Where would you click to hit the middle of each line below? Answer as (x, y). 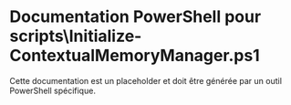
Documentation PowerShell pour (135, 17)
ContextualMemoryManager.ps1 (135, 56)
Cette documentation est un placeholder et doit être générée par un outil (146, 80)
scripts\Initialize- (76, 36)
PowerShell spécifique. (52, 90)
